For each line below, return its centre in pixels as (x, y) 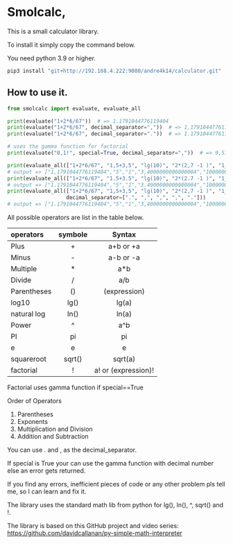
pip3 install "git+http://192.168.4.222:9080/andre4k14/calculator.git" (114, 71)
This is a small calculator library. (53, 31)
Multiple (24, 269)
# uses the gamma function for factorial (68, 146)
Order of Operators (35, 401)
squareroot (28, 359)
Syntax (124, 235)
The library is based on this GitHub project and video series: (93, 526)
